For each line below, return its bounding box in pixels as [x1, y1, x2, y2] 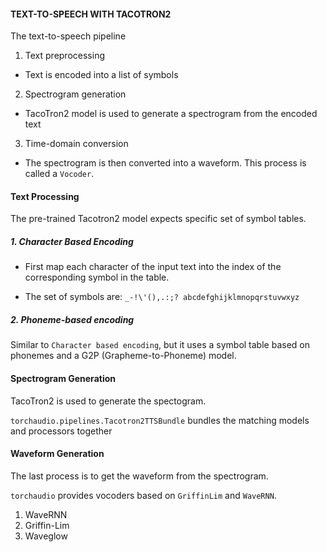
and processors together [10, 425, 113, 437]
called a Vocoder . [24, 168, 95, 180]
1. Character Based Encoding [10, 236, 134, 247]
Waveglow [24, 530, 68, 542]
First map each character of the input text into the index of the [24, 261, 282, 273]
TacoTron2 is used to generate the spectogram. [10, 395, 207, 407]
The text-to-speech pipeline [10, 30, 127, 42]
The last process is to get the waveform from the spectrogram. [10, 470, 269, 482]
